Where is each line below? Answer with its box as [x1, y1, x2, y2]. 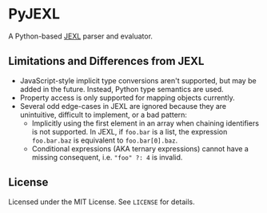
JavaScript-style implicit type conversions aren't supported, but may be [19, 75, 257, 85]
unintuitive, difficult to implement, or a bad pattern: [19, 110, 188, 119]
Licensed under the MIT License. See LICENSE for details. [8, 197, 196, 207]
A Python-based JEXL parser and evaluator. [8, 31, 153, 41]
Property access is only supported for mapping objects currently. [19, 93, 235, 102]
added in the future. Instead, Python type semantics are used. [19, 84, 224, 94]
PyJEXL [8, 5, 61, 23]
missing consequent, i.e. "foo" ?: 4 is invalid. [31, 152, 183, 162]
